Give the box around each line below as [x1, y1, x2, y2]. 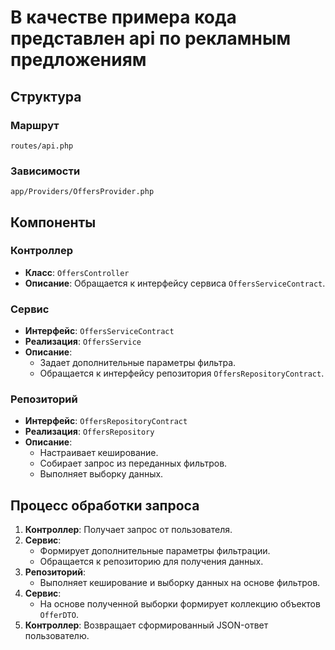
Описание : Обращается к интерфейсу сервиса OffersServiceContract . [24, 277, 326, 289]
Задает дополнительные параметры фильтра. [39, 357, 237, 369]
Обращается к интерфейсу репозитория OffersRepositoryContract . [39, 367, 325, 380]
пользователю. [24, 630, 90, 642]
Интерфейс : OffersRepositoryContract [24, 415, 188, 427]
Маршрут [10, 118, 60, 132]
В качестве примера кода [10, 6, 237, 29]
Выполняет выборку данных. [39, 468, 164, 480]
